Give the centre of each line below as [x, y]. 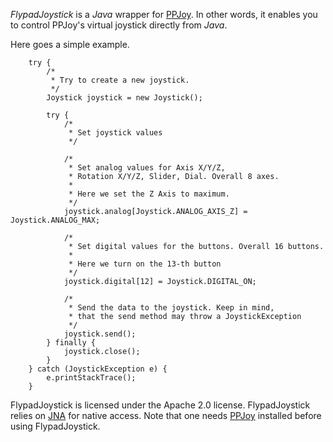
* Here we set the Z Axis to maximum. [149, 194]
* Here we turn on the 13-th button [145, 264]
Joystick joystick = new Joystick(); [124, 98]
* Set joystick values [115, 133]
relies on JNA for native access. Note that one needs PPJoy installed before [166, 415]
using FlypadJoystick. [55, 426]
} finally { [71, 343]
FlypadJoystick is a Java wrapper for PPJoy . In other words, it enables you [164, 14]
